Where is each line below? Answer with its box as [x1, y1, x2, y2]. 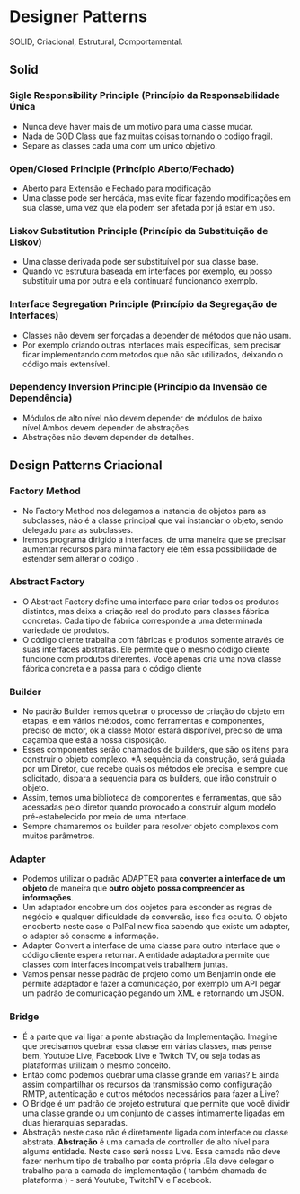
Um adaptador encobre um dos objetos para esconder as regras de [22, 902, 272, 913]
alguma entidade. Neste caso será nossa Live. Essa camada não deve [22, 1145, 281, 1156]
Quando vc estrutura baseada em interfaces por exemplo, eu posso [22, 266, 273, 276]
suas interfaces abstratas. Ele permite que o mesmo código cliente [22, 644, 270, 655]
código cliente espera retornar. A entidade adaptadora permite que [22, 950, 271, 961]
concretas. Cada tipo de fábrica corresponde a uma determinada [22, 615, 263, 626]
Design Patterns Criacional [9, 457, 163, 474]
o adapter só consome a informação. [22, 930, 160, 942]
